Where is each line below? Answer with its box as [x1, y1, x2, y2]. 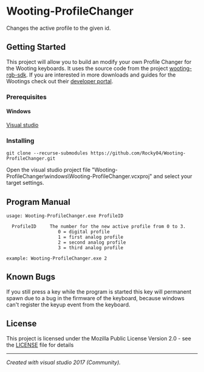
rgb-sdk [6, 71, 27, 78]
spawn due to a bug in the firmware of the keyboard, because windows [6, 294, 185, 301]
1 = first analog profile [58, 234, 123, 240]
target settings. [6, 179, 44, 187]
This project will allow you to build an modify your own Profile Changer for [6, 58, 192, 65]
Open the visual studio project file [6, 166, 91, 174]
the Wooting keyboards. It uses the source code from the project [6, 64, 168, 72]
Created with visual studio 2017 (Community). [6, 359, 121, 366]
